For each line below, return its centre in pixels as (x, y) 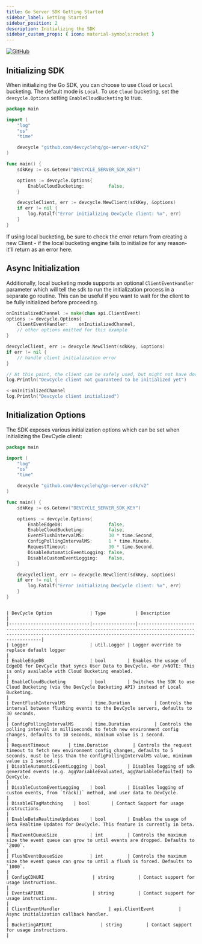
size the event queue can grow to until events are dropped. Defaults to (101, 840)
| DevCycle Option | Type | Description (88, 613)
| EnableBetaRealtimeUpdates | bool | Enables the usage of (96, 819)
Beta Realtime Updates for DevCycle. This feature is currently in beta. (101, 824)
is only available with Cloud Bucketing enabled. (70, 671)
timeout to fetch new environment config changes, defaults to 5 (90, 750)
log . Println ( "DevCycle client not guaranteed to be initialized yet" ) (96, 380)
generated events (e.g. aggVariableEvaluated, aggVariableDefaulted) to (99, 771)
